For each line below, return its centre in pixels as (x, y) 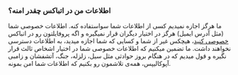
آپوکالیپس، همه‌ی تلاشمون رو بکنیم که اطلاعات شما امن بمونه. (90, 64)
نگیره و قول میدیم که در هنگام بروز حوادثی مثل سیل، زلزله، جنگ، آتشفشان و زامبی (117, 56)
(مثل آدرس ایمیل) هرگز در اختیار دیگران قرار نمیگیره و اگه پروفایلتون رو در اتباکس (116, 33)
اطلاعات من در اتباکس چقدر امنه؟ (59, 11)
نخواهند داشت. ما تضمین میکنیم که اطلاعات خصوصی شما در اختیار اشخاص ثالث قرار (119, 49)
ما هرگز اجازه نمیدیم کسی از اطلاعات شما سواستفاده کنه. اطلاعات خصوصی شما (115, 26)
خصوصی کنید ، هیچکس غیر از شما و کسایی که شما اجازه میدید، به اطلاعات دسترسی (118, 41)
